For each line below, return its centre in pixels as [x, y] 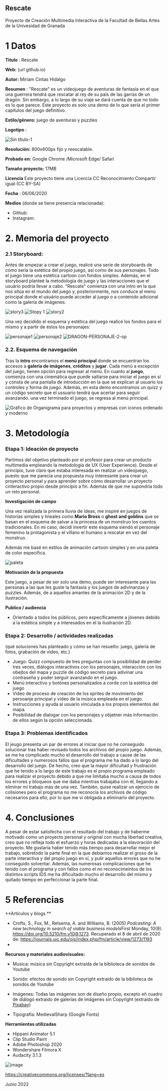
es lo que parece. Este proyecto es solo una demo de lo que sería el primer [83, 105]
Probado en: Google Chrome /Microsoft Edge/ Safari [60, 159]
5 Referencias [35, 900]
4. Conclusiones [40, 817]
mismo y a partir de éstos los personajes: [48, 327]
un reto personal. [23, 492]
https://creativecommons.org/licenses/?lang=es [55, 1074]
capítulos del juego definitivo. [36, 110]
